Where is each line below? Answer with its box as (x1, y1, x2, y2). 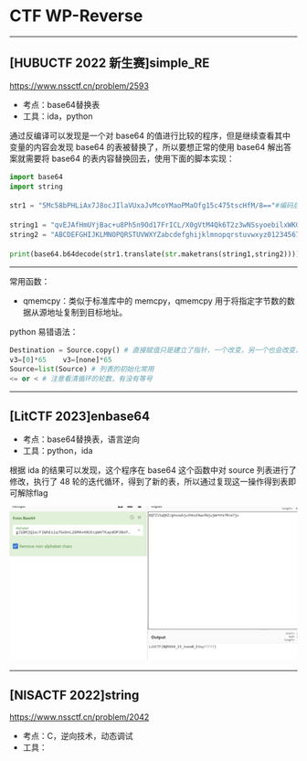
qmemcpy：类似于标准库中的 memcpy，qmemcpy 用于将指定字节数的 (22, 295, 288, 306)
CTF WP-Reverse (9, 5, 143, 27)
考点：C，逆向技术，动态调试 (22, 730, 134, 741)
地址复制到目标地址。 (47, 306, 128, 317)
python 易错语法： (9, 326, 79, 337)
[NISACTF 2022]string (9, 687, 140, 702)
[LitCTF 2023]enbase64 (9, 408, 151, 423)
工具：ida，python (22, 111, 93, 122)
